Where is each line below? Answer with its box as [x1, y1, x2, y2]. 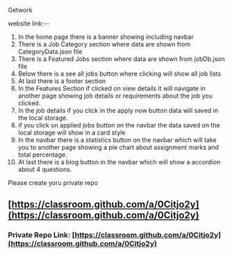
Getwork [8, 6, 33, 14]
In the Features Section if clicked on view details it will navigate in [17, 85, 206, 92]
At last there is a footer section [17, 77, 106, 85]
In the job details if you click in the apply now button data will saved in [17, 107, 219, 114]
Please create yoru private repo [8, 179, 98, 186]
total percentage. [17, 150, 67, 159]
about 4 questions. [17, 166, 72, 173]
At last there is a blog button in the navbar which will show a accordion [17, 158, 221, 166]
